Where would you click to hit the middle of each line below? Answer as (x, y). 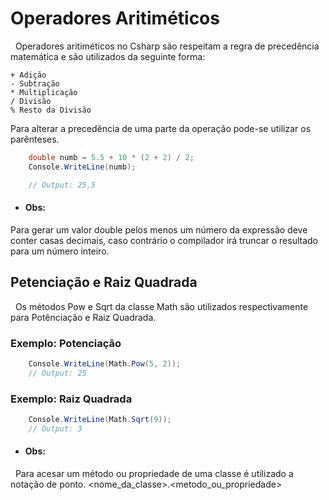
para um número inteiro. (60, 251)
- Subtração (35, 83)
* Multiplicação (44, 92)
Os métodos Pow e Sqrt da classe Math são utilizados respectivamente (161, 306)
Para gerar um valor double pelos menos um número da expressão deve (159, 229)
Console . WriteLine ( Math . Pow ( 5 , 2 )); (105, 363)
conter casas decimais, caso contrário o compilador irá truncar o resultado (164, 240)
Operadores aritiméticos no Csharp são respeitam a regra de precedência (167, 46)
